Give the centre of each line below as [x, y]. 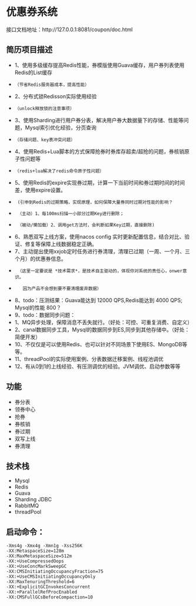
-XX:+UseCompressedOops [35, 561]
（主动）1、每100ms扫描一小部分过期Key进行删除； [71, 213]
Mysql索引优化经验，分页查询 [61, 128]
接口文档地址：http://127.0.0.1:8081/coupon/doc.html [70, 29]
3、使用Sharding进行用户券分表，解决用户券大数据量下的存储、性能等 [99, 120]
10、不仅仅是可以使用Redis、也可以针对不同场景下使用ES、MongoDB [98, 344]
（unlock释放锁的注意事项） [44, 108]
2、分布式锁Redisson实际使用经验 [55, 96]
